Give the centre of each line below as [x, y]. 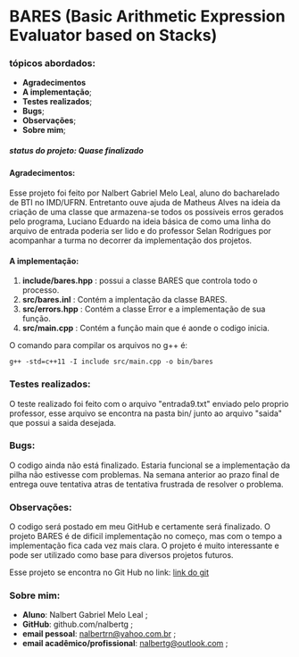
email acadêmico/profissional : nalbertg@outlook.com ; [125, 644]
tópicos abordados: [53, 63]
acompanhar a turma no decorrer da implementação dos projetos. [131, 241]
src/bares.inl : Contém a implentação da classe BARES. [125, 300]
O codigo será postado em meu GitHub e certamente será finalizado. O [140, 527]
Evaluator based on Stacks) [113, 35]
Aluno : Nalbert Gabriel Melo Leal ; [85, 615]
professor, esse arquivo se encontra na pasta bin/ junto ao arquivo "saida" [146, 413]
